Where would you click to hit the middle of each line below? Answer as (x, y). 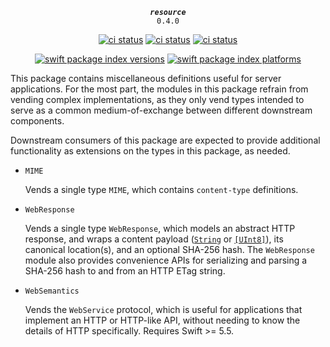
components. (37, 121)
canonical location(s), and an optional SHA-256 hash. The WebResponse (169, 249)
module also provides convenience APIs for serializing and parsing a (166, 260)
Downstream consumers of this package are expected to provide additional (165, 140)
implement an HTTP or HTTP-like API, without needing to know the (162, 320)
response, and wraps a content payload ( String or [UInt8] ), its (154, 239)
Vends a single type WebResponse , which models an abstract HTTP (160, 228)
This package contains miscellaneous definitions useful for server (146, 78)
